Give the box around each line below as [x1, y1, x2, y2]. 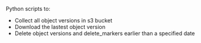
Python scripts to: [6, 5, 50, 12]
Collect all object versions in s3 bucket [14, 17, 113, 24]
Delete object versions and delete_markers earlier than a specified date [14, 30, 195, 37]
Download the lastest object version [14, 24, 105, 30]
